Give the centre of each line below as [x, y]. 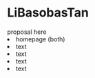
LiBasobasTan [48, 13]
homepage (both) [41, 39]
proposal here [27, 32]
